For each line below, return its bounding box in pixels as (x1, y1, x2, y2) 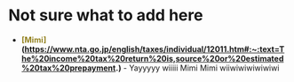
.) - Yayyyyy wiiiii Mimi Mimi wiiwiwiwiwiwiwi (115, 63, 280, 73)
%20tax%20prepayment (20, 63, 116, 73)
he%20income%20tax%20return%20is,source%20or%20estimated (20, 53, 284, 63)
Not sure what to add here (8, 5, 203, 26)
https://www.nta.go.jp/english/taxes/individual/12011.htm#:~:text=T (24, 43, 285, 54)
